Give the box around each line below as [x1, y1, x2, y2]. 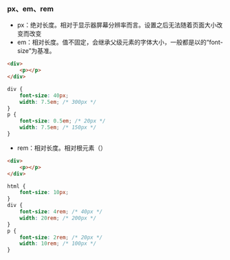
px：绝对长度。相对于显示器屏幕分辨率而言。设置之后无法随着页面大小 [16, 21, 217, 30]
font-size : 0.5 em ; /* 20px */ [19, 118, 106, 124]
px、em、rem [7, 3, 54, 13]
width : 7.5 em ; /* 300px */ [19, 98, 97, 105]
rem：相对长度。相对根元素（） [16, 144, 107, 152]
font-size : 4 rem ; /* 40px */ [19, 208, 103, 215]
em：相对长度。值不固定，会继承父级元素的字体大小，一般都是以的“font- [16, 38, 223, 47]
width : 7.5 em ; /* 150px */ [19, 124, 97, 131]
